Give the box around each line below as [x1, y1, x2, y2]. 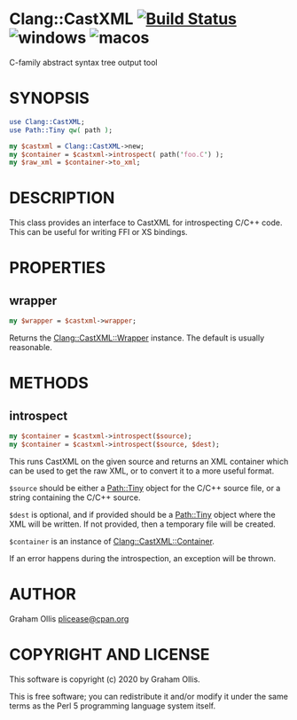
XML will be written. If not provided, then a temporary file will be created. [9, 519, 277, 529]
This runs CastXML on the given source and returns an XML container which [9, 456, 289, 466]
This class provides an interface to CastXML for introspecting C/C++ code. [9, 217, 283, 228]
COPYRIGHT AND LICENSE [9, 644, 210, 664]
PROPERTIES [9, 258, 106, 278]
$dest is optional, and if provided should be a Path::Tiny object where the [9, 509, 277, 520]
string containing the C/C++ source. [9, 492, 141, 503]
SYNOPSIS [9, 89, 90, 108]
